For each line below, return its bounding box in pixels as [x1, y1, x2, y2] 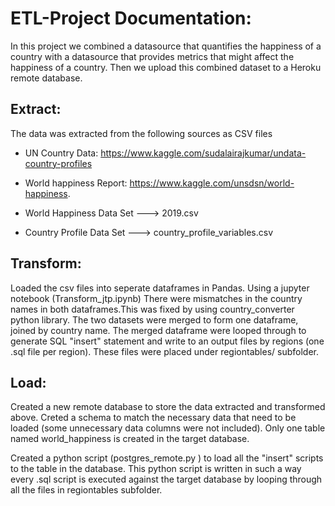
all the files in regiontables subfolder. [10, 484, 163, 496]
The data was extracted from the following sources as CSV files [10, 127, 273, 139]
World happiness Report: [24, 177, 128, 189]
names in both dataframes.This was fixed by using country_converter [10, 303, 295, 315]
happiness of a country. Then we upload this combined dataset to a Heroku [10, 61, 322, 73]
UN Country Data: [24, 147, 99, 159]
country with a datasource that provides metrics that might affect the [10, 50, 295, 62]
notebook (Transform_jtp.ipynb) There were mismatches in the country [10, 292, 303, 304]
